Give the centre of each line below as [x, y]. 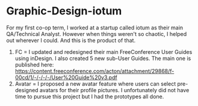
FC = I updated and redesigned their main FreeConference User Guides [104, 52]
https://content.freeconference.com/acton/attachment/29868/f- [94, 71]
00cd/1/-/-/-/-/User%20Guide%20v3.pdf [66, 77]
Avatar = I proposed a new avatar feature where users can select [95, 84]
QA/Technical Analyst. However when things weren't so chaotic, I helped [97, 34]
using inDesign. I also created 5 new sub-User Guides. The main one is [103, 58]
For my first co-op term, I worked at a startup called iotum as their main [95, 28]
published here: [34, 65]
